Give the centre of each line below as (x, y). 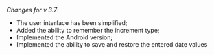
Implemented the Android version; (64, 37)
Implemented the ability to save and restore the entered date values (112, 44)
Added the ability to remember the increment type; (88, 30)
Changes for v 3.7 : (33, 10)
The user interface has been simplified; (72, 23)
